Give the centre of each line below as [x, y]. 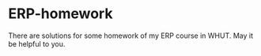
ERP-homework [61, 14]
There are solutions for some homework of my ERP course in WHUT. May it [131, 35]
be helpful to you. [37, 43]
